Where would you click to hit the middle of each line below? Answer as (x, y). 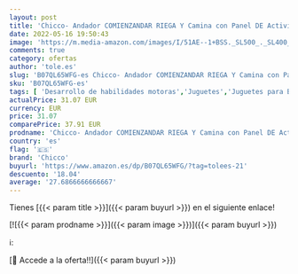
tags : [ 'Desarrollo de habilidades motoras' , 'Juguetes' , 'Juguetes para (146, 91)
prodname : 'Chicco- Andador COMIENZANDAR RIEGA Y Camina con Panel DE (142, 133)
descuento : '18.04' (45, 174)
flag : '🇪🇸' (31, 149)
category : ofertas (43, 59)
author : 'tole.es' (43, 67)
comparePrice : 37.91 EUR (55, 125)
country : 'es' (35, 141)
